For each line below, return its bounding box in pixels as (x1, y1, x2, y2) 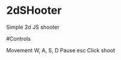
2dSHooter (6, 4, 62, 17)
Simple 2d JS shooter (6, 23, 60, 31)
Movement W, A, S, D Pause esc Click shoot (6, 46, 116, 54)
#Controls (6, 35, 31, 42)
